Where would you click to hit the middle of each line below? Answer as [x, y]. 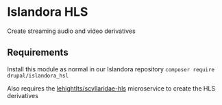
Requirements [38, 52]
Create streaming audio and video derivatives [71, 31]
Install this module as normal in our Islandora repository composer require [111, 69]
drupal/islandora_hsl [38, 75]
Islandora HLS [48, 12]
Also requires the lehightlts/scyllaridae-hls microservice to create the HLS [111, 88]
